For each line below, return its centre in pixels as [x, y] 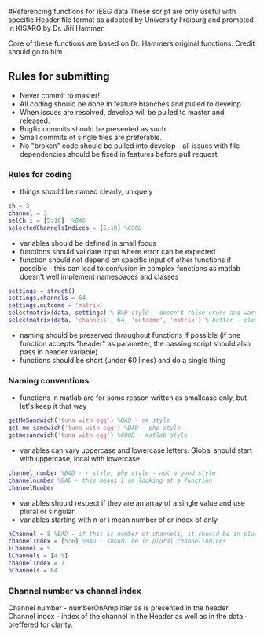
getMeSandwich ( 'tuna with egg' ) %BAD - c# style [89, 420]
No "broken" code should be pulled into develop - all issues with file [130, 146]
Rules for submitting [59, 77]
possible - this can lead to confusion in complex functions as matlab [130, 268]
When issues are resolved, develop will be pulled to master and [122, 112]
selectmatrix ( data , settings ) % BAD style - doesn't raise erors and [125, 313]
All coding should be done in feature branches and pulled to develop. [131, 104]
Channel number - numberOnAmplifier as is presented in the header [119, 608]
